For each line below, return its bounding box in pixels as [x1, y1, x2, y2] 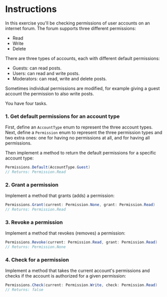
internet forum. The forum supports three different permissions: [5, 25, 136, 31]
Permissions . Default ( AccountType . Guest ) [5, 165, 91, 170]
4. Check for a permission [5, 256, 69, 263]
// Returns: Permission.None [5, 244, 66, 249]
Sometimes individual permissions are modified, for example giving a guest [5, 85, 160, 91]
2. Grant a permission [5, 181, 58, 188]
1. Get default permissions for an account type [5, 112, 120, 119]
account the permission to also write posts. [5, 90, 94, 96]
